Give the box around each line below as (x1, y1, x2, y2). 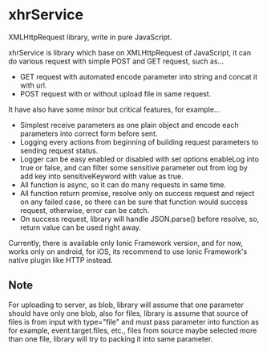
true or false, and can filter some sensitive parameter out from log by (19, 162, 249, 172)
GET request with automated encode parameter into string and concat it (19, 72, 258, 81)
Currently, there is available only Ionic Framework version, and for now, (8, 238, 243, 248)
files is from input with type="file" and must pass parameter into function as (8, 317, 259, 326)
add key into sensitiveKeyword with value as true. (19, 171, 184, 181)
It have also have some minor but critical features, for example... (8, 104, 220, 114)
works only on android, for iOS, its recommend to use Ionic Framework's (8, 247, 248, 256)
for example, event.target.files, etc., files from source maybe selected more (8, 325, 257, 335)
